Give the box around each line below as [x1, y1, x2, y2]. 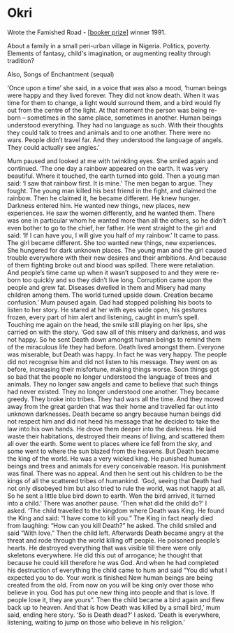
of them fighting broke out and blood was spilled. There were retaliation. [7, 260, 215, 269]
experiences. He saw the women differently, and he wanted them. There [7, 209, 215, 217]
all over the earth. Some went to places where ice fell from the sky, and [7, 439, 212, 447]
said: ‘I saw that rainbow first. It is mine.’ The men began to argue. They [7, 179, 213, 187]
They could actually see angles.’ [7, 143, 100, 151]
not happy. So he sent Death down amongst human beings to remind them [7, 335, 221, 344]
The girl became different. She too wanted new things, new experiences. [7, 238, 217, 246]
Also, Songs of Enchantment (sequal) [7, 70, 115, 78]
